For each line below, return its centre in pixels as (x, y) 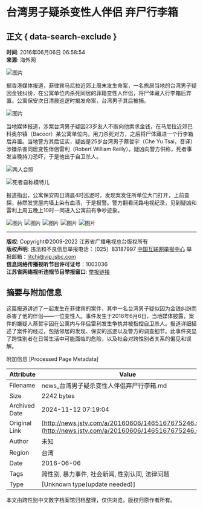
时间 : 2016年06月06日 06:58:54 (46, 52)
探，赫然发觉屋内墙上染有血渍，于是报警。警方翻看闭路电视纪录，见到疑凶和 (101, 203)
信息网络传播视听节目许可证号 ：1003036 (57, 264)
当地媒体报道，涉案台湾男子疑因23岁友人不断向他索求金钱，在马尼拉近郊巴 (100, 126)
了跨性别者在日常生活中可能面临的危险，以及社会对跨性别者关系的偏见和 (96, 339)
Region (19, 452)
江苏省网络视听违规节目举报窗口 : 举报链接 (58, 272)
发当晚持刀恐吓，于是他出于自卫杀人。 (54, 157)
